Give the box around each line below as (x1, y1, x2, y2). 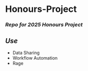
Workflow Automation (12, 55, 58, 61)
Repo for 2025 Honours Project (5, 21, 83, 28)
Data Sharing (12, 50, 40, 56)
